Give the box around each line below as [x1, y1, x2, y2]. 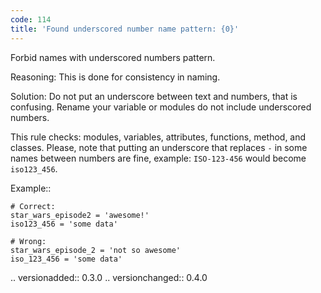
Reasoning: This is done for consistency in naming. [10, 71, 221, 83]
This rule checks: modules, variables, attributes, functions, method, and [10, 131, 307, 143]
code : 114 [10, 14, 52, 25]
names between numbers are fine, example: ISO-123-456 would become [10, 152, 307, 164]
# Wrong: [10, 236, 47, 246]
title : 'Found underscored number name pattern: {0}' [10, 24, 240, 34]
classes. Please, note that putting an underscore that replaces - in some [10, 141, 308, 153]
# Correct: [10, 201, 56, 211]
